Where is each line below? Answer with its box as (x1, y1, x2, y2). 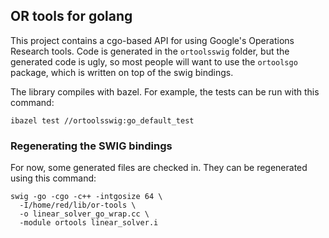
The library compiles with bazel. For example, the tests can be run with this (10, 85, 320, 98)
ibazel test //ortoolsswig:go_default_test (10, 115, 195, 126)
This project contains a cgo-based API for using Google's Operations (10, 34, 295, 46)
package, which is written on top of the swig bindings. (10, 66, 234, 78)
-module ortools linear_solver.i (19, 218, 159, 228)
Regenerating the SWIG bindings (10, 139, 173, 153)
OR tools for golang (10, 8, 133, 25)
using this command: (10, 172, 97, 184)
